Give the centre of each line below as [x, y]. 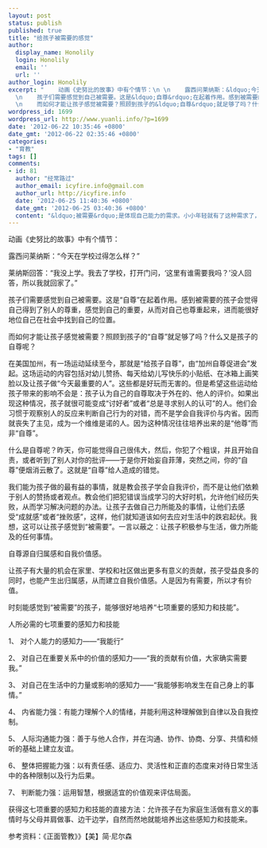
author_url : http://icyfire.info [71, 193]
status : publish [35, 23]
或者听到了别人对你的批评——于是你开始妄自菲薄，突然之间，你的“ [132, 460]
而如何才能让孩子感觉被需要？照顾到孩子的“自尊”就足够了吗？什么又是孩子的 [133, 337]
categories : [28, 141]
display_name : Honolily [54, 53]
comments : [25, 164]
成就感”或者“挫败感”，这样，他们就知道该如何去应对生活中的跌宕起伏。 [134, 517]
